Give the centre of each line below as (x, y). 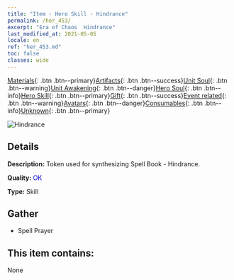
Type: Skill (23, 191)
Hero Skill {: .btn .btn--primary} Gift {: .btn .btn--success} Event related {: (124, 95)
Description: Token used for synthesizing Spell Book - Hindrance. (104, 163)
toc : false (23, 54)
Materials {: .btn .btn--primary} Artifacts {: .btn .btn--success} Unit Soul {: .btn (118, 80)
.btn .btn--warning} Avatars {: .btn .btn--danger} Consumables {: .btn (105, 103)
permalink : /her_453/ (39, 21)
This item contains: (51, 253)
